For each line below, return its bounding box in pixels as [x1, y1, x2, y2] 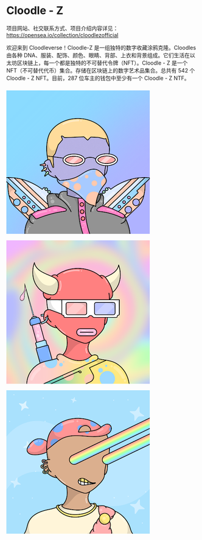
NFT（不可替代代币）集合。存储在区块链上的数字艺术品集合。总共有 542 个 [6, 66, 195, 74]
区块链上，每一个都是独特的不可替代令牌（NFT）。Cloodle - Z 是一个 [16, 59, 188, 66]
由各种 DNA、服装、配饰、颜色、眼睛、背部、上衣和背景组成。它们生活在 [6, 51, 190, 58]
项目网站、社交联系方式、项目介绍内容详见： [6, 24, 119, 32]
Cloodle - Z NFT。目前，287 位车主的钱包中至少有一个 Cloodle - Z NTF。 [6, 74, 190, 82]
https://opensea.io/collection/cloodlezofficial [6, 31, 119, 38]
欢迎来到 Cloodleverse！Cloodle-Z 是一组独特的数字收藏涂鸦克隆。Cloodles [6, 44, 197, 51]
